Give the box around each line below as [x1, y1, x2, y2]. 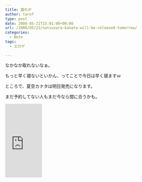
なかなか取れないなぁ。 [5, 62, 53, 68]
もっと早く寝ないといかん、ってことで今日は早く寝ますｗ [5, 72, 121, 79]
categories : [5, 30, 29, 35]
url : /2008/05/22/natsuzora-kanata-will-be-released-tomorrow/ [5, 26, 138, 30]
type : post [5, 16, 28, 21]
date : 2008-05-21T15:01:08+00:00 [5, 21, 74, 26]
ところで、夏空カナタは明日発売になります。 [5, 83, 95, 89]
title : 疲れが [5, 7, 32, 12]
